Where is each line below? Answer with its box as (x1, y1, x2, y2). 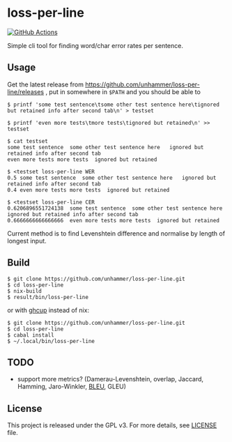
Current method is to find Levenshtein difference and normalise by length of (7, 229, 225, 238)
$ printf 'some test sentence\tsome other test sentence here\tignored (7, 101, 219, 108)
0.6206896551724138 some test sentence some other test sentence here (7, 204, 223, 212)
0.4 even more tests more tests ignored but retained (7, 186, 170, 193)
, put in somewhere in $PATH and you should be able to (45, 87, 201, 96)
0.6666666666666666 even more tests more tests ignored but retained (7, 217, 219, 224)
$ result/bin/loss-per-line (7, 294, 89, 300)
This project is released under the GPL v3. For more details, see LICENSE (7, 421, 217, 429)
